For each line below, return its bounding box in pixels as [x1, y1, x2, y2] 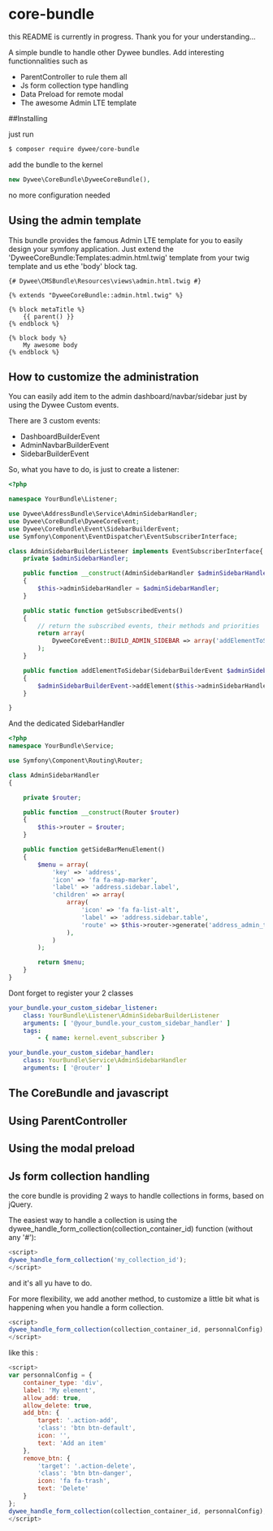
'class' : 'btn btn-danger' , [37, 1469, 132, 1477]
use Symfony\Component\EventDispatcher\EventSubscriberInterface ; [8, 532, 238, 540]
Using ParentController [8, 1114, 128, 1128]
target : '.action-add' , [37, 1416, 118, 1425]
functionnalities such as [8, 56, 88, 66]
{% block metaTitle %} [8, 306, 85, 314]
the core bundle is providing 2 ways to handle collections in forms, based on [8, 1191, 264, 1200]
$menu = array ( [37, 861, 89, 869]
